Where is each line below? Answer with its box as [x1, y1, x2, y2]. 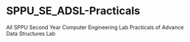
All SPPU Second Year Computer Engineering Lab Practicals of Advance [6, 24, 184, 31]
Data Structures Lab [6, 30, 56, 37]
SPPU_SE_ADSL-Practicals [6, 4, 140, 18]
